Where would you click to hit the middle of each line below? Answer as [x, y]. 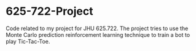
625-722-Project [49, 11]
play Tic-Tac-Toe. [28, 41]
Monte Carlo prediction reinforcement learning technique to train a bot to [98, 34]
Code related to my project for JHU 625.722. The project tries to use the [97, 28]
